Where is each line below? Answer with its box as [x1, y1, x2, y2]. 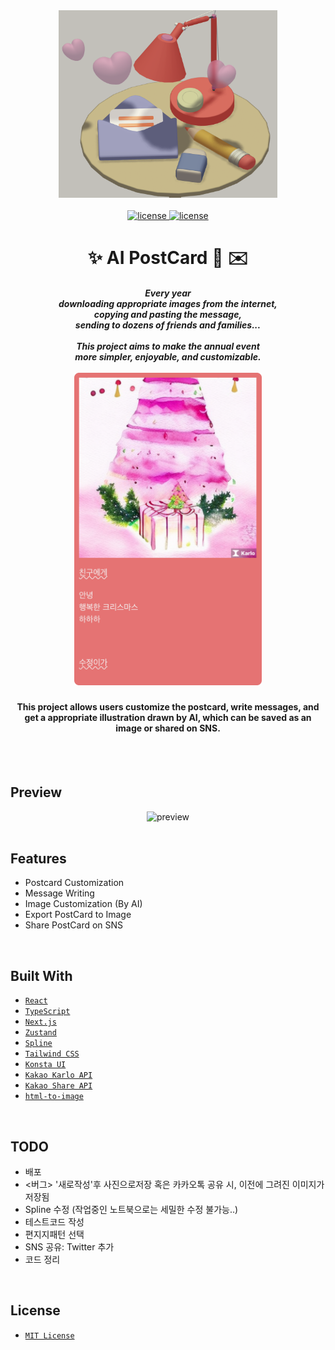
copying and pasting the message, [93, 308, 243, 320]
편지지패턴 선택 [24, 1229, 85, 1241]
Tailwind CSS [24, 1049, 80, 1059]
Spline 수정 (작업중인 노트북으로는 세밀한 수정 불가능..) [24, 1204, 239, 1216]
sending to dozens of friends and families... [74, 319, 262, 331]
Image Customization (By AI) [24, 898, 143, 910]
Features [10, 850, 67, 867]
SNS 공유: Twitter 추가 [24, 1241, 115, 1253]
